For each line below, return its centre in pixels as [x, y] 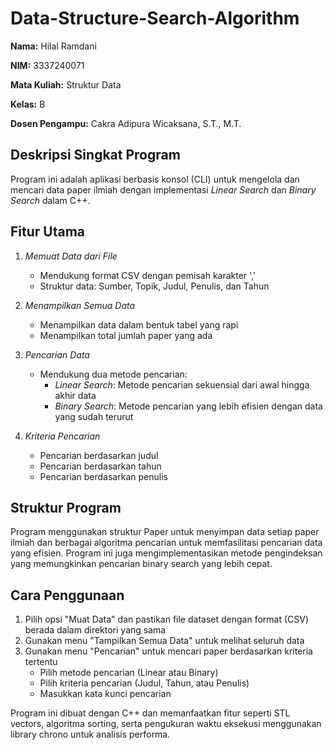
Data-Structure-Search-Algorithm [155, 18]
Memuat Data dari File [71, 256]
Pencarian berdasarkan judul [99, 455]
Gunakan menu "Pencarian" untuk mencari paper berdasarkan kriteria [168, 651]
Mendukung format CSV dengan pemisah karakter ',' [148, 275]
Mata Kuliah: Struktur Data [66, 84]
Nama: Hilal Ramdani [53, 46]
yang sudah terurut [94, 416]
